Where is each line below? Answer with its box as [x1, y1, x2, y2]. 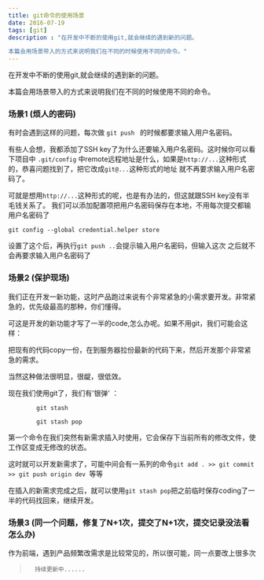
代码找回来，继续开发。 [21, 495, 98, 504]
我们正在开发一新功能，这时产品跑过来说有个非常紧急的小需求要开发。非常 [8, 292, 249, 301]
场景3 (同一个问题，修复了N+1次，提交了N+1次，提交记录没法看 [8, 517, 250, 528]
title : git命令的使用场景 [8, 11, 85, 20]
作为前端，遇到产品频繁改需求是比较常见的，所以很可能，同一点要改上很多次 [8, 549, 256, 558]
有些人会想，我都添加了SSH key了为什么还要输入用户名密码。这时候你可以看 [8, 145, 256, 154]
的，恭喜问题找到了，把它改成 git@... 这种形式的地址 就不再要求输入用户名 [8, 164, 249, 174]
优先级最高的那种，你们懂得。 [28, 301, 126, 311]
